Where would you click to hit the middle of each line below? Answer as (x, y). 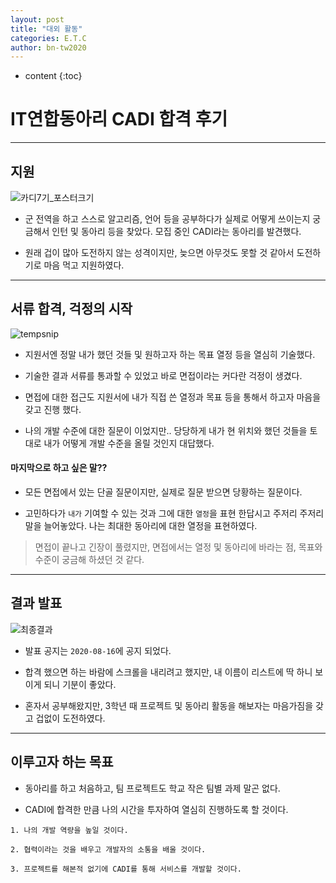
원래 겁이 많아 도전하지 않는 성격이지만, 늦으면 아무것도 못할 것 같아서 (159, 252)
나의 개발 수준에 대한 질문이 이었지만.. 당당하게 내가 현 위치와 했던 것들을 (166, 430)
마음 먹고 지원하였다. (84, 265)
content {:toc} (53, 76)
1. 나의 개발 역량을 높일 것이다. (69, 830)
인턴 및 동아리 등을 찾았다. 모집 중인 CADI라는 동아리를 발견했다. (176, 231)
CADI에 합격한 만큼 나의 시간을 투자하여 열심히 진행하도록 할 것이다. (156, 809)
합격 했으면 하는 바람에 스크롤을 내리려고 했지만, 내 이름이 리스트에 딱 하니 (168, 672)
